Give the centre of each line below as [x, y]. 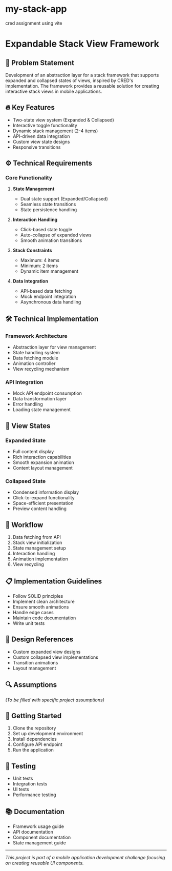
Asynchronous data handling [51, 302]
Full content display [33, 452]
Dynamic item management [49, 271]
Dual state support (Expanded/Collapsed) [64, 199]
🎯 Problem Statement [40, 63]
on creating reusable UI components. [45, 863]
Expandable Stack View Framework [82, 44]
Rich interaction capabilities [42, 457]
